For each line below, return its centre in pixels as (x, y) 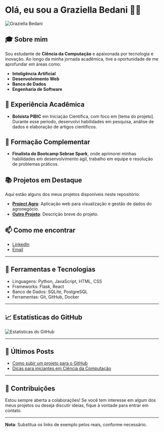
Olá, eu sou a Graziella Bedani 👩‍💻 (73, 10)
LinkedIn (21, 244)
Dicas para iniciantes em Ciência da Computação (61, 368)
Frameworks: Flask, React (38, 286)
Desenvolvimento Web (36, 79)
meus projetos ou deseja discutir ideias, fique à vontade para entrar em (77, 406)
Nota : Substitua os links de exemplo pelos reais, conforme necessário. (76, 425)
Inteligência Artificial (34, 73)
